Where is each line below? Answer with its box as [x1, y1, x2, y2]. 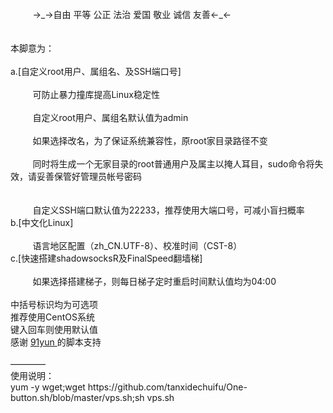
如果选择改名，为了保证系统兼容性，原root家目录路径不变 [32, 135, 268, 146]
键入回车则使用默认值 [10, 324, 98, 335]
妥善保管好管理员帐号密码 [36, 171, 142, 182]
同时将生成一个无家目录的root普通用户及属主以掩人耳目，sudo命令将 [32, 158, 315, 170]
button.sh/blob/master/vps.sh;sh [10, 392, 145, 403]
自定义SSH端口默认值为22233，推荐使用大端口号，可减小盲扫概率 [32, 204, 305, 216]
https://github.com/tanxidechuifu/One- [87, 381, 248, 393]
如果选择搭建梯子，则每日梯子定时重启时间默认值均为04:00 [32, 276, 277, 287]
